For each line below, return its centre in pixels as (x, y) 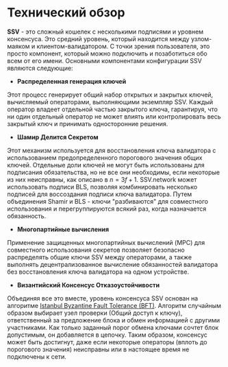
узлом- (201, 38)
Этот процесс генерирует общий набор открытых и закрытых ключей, (110, 95)
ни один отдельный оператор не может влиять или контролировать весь (114, 116)
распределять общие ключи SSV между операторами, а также (100, 257)
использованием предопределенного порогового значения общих (105, 157)
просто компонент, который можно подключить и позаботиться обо (107, 54)
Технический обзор (66, 13)
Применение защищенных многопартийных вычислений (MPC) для (106, 242)
